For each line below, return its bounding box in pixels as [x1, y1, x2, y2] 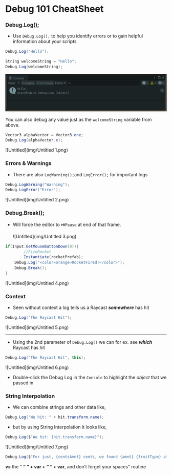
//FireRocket [24, 249, 52, 254]
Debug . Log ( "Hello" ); [5, 49, 50, 54]
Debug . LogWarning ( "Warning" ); [5, 182, 70, 187]
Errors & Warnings [5, 160, 52, 167]
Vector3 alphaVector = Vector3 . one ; [5, 132, 83, 137]
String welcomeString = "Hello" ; [5, 59, 77, 64]
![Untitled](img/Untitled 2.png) [5, 197, 69, 203]
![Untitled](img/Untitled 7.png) [5, 444, 69, 450]
